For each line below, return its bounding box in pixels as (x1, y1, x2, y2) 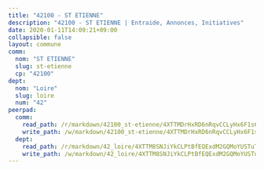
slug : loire (15, 92, 55, 99)
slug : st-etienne (15, 63, 72, 71)
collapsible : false (8, 33, 72, 42)
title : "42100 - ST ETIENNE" (8, 11, 104, 20)
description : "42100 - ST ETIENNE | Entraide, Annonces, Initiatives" (8, 19, 244, 27)
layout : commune (8, 41, 61, 49)
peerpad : (8, 107, 37, 114)
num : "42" (15, 99, 47, 107)
